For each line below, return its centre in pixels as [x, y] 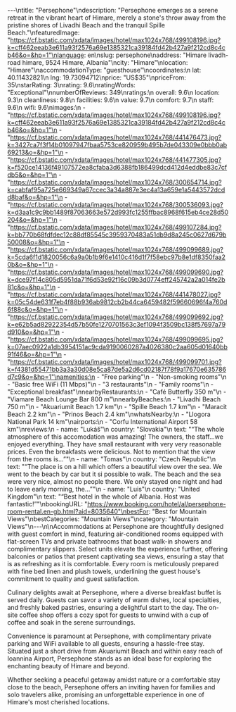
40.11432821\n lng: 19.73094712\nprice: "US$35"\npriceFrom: [97, 77]
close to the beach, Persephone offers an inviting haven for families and [111, 687]
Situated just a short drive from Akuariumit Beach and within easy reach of [115, 651]
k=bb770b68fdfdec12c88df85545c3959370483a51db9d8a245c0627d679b [117, 235]
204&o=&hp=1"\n [32, 220]
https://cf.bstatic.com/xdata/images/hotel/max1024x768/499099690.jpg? [117, 272]
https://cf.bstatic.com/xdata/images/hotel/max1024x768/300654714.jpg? [116, 182]
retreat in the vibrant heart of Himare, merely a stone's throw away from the [117, 18]
